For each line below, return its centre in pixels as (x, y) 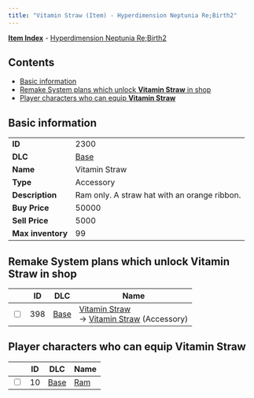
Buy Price (31, 208)
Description (35, 195)
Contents (31, 63)
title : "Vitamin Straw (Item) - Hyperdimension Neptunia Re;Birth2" (123, 15)
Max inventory (40, 234)
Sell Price (30, 221)
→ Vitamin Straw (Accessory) (134, 319)
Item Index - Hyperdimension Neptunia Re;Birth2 (87, 38)
